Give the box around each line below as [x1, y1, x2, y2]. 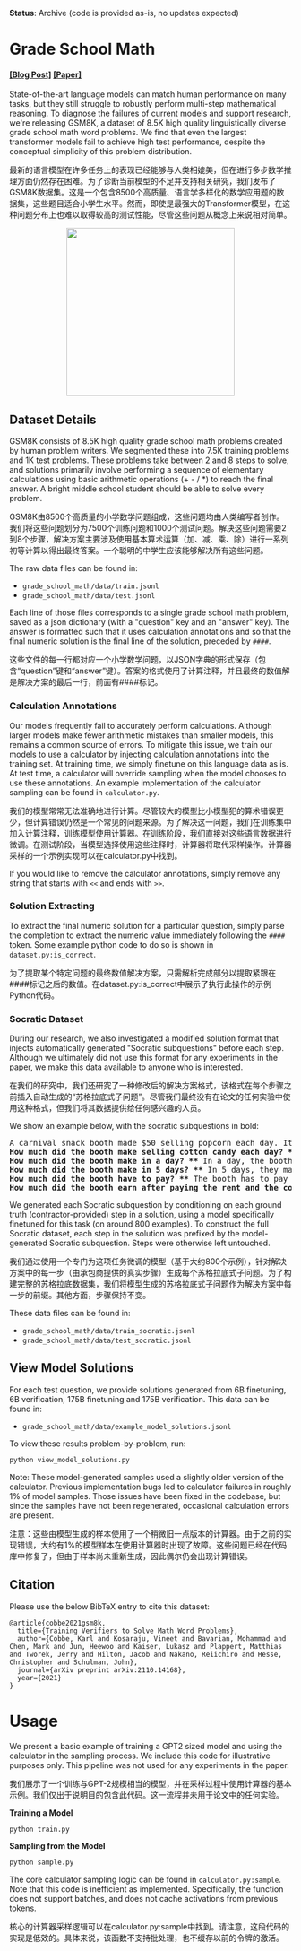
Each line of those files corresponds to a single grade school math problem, [9, 607, 289, 618]
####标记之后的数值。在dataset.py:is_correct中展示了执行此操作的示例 [9, 978, 271, 989]
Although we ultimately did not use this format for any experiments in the [9, 1053, 279, 1063]
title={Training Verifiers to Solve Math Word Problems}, [17, 1626, 239, 1635]
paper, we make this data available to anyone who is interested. [9, 1062, 244, 1072]
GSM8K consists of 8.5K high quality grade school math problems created [9, 436, 283, 447]
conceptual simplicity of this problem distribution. [9, 146, 193, 157]
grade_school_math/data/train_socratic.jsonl [21, 1327, 195, 1336]
